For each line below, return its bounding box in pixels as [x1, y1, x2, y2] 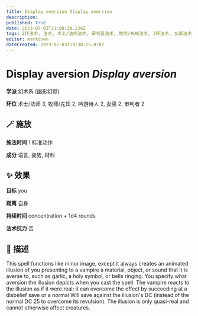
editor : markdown [6, 36, 49, 42]
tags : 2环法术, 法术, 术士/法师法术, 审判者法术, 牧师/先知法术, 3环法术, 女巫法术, [6, 31, 195, 37]
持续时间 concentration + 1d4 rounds [6, 212, 96, 219]
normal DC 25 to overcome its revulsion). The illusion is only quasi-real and [6, 298, 189, 305]
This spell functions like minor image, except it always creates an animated [6, 260, 189, 267]
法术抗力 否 [6, 225, 34, 232]
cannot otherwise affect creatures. [6, 304, 90, 311]
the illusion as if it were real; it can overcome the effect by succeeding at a [6, 285, 187, 292]
